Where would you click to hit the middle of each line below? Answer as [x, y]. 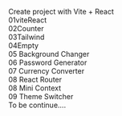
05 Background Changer [49, 54]
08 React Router [35, 80]
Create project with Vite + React [61, 12]
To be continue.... [37, 105]
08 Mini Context [35, 88]
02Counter [26, 28]
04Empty [23, 46]
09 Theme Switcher [41, 96]
